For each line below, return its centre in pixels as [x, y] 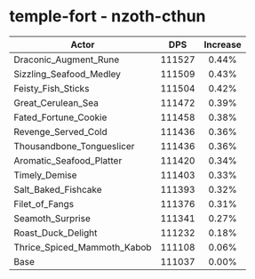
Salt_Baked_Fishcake [58, 189]
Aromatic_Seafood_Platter [68, 160]
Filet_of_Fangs [44, 203]
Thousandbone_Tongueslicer [74, 146]
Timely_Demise [45, 175]
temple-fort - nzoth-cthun [108, 16]
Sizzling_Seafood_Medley [68, 74]
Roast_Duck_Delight [56, 233]
